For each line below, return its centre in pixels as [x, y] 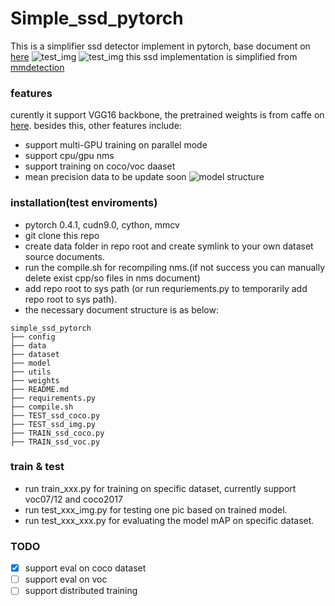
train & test [37, 467]
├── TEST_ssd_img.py [53, 424]
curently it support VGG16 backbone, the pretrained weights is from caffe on [167, 115]
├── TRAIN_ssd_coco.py [57, 433]
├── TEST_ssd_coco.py [55, 415]
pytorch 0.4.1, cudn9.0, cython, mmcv [102, 224]
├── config [33, 337]
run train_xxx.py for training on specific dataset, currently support [160, 488]
